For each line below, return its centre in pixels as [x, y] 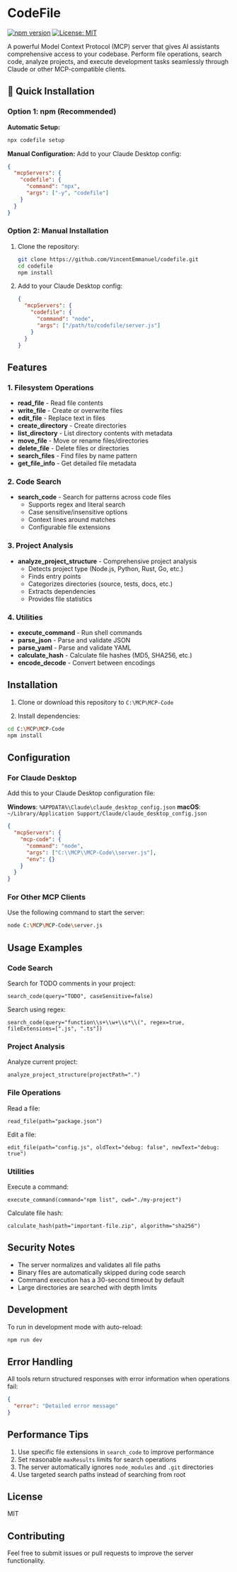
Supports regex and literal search [77, 504]
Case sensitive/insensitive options [78, 512]
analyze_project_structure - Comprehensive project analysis [107, 561]
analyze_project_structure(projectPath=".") [74, 1075]
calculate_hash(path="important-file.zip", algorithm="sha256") [104, 1226]
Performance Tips [48, 1435]
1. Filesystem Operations [51, 387]
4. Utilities [25, 617]
